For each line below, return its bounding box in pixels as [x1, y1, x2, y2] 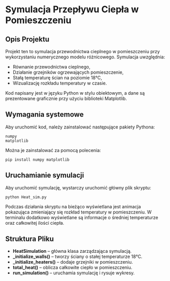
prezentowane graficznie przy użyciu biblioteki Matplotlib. [5, 96, 127, 101]
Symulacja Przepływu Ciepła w [5, 4, 139, 15]
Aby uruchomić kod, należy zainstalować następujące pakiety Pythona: [5, 124, 155, 130]
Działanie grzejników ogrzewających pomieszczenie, [12, 69, 124, 75]
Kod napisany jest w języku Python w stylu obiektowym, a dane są [5, 90, 145, 96]
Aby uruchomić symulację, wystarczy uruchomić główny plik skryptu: [5, 184, 152, 190]
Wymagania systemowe [5, 110, 84, 119]
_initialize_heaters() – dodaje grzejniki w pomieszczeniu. [12, 259, 133, 265]
